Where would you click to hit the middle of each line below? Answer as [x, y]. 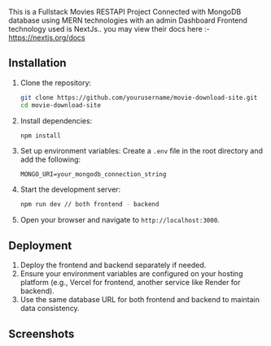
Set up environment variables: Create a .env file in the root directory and [141, 151]
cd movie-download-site [61, 105]
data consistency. [50, 309]
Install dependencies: [56, 120]
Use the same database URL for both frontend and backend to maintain [140, 300]
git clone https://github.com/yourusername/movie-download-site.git [139, 97]
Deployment [40, 246]
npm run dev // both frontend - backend [90, 205]
